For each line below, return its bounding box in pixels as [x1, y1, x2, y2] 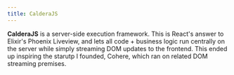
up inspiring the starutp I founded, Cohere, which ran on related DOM [7, 52, 209, 60]
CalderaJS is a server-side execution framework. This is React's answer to [7, 29, 224, 38]
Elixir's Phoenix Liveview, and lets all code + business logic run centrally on [7, 36, 225, 46]
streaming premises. [7, 59, 67, 67]
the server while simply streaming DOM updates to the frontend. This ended [7, 44, 228, 53]
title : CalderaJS [7, 10, 58, 18]
